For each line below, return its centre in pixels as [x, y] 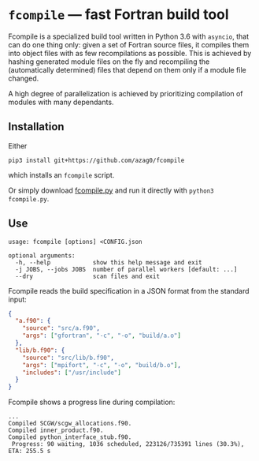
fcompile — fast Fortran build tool [119, 15]
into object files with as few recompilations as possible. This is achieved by [130, 53]
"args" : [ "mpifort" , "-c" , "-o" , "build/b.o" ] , [102, 365]
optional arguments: [42, 255]
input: [18, 299]
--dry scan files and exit [87, 276]
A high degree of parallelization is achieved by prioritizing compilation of [126, 93]
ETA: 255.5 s [30, 452]
